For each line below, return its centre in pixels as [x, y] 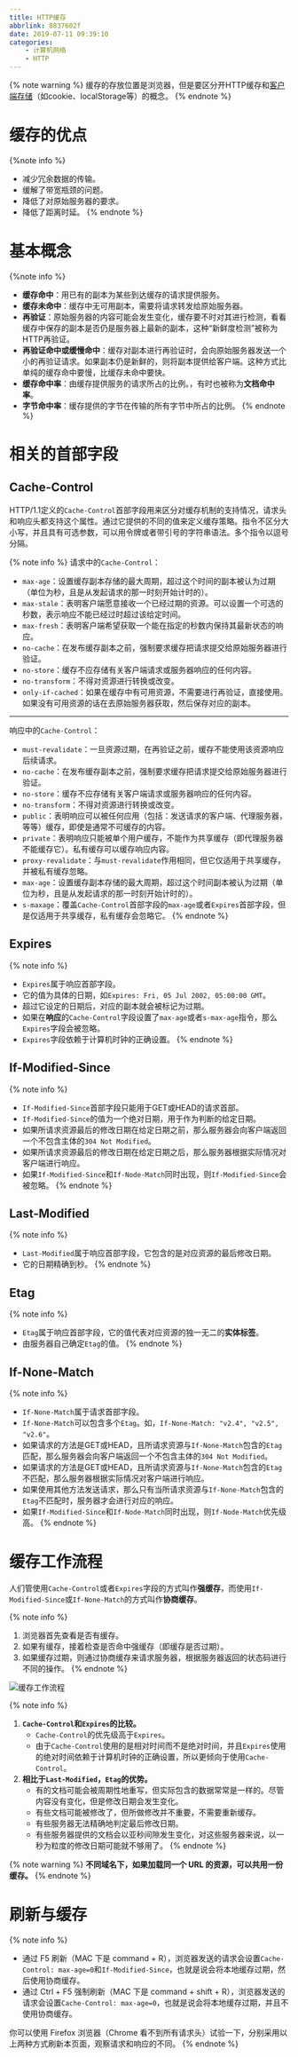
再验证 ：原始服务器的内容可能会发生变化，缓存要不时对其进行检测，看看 [154, 317]
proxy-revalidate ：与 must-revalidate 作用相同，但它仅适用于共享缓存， [153, 860]
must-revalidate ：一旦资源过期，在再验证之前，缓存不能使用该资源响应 [153, 749]
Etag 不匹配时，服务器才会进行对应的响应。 [100, 1500]
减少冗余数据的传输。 [61, 178]
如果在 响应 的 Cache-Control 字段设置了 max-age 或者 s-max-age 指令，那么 [149, 1017]
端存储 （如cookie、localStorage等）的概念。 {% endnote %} [121, 96]
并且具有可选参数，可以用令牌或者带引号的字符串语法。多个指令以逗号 [161, 532]
